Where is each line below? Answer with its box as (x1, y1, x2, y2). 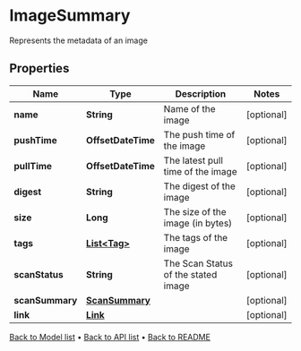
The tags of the (163, 231, 228, 244)
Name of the (163, 102, 217, 115)
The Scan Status (163, 257, 234, 270)
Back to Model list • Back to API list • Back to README (9, 331, 211, 342)
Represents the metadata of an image (9, 35, 148, 46)
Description (175, 87, 227, 99)
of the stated (163, 268, 218, 280)
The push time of (163, 128, 236, 141)
